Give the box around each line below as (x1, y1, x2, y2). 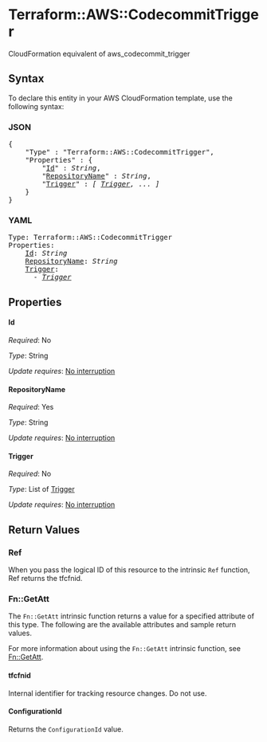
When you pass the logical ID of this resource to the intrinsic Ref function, (8, 565, 250, 575)
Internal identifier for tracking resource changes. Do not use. (8, 688, 207, 698)
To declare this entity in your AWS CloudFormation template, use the (8, 93, 233, 103)
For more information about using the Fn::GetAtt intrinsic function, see (8, 644, 241, 654)
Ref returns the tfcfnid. (8, 574, 83, 583)
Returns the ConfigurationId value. (8, 724, 124, 734)
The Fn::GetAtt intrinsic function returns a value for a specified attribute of (8, 611, 255, 621)
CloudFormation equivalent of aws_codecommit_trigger (8, 49, 190, 58)
